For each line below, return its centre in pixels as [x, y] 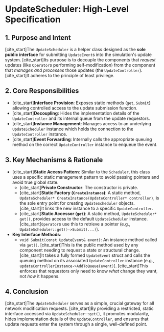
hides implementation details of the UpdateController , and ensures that [77, 319]
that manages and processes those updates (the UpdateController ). [74, 70]
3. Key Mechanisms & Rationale [54, 160]
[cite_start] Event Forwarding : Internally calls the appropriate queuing [82, 139]
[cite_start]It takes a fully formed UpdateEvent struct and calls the [85, 255]
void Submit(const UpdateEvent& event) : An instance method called [88, 240]
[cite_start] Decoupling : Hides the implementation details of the [76, 113]
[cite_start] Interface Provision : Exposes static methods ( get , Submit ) [81, 103]
